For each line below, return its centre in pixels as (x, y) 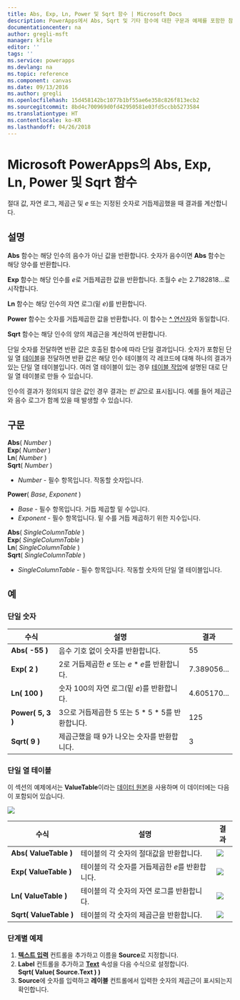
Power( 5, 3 (31, 713)
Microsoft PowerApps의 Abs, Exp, (109, 164)
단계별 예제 (25, 938)
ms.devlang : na (30, 67)
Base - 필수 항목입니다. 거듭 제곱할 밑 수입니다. (84, 509)
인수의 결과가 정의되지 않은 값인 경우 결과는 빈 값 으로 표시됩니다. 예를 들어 (110, 391)
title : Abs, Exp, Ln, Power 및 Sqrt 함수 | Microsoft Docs (95, 14)
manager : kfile (30, 41)
